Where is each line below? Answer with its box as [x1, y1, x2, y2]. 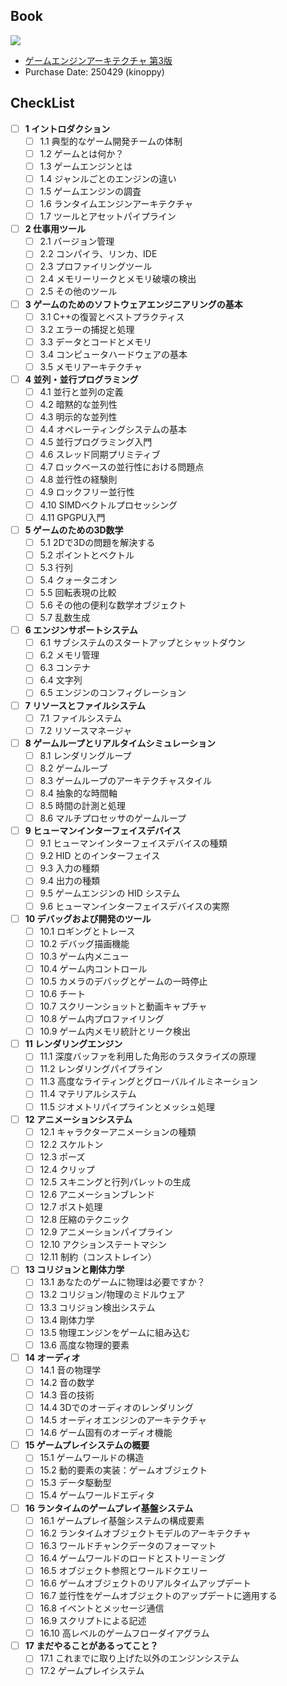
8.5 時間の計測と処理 [39, 800, 127, 811]
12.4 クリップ [39, 1163, 95, 1175]
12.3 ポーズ [39, 1150, 86, 1163]
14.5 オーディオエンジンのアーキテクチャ [39, 1414, 207, 1426]
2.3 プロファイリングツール [39, 260, 153, 273]
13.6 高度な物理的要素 [39, 1339, 130, 1351]
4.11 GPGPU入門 [39, 511, 106, 523]
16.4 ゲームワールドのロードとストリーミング [39, 1552, 227, 1564]
